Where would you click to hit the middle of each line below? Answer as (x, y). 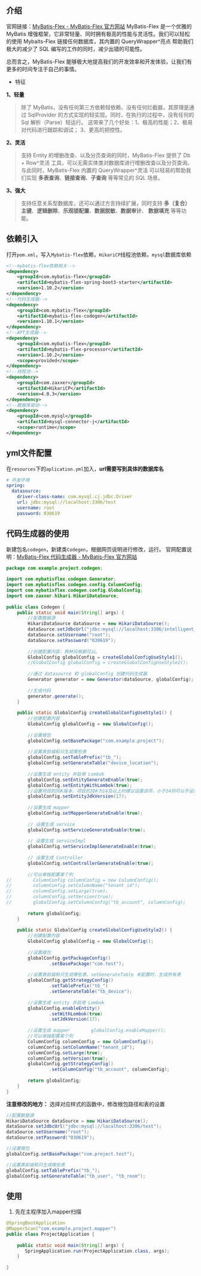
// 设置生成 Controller (56, 858)
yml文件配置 (29, 453)
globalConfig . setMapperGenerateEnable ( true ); (86, 813)
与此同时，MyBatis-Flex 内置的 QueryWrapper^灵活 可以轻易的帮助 (103, 170)
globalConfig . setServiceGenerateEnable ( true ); (87, 830)
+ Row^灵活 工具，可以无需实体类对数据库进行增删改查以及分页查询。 (106, 162)
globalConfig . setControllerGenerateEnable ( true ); (91, 863)
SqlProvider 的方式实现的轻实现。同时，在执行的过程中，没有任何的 (111, 114)
